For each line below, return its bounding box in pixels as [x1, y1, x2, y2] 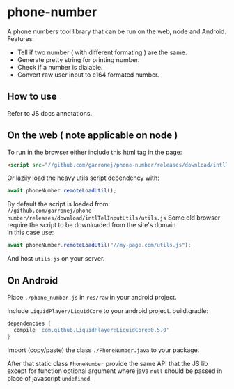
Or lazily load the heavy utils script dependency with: [7, 174, 159, 182]
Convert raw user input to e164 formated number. [17, 70, 159, 79]
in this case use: [7, 228, 54, 237]
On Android [7, 275, 58, 287]
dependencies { [7, 320, 52, 327]
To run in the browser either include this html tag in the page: [7, 148, 182, 156]
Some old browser [168, 213, 221, 222]
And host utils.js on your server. [7, 254, 105, 263]
